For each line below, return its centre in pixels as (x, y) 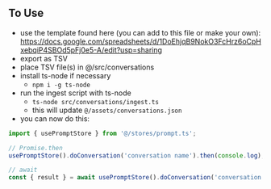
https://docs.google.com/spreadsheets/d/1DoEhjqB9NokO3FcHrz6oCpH (141, 41)
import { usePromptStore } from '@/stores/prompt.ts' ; (102, 133)
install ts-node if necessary (65, 75)
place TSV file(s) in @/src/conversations (87, 67)
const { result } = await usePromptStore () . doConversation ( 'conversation (135, 178)
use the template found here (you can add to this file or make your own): (140, 32)
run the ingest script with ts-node (75, 93)
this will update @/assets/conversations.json (107, 110)
